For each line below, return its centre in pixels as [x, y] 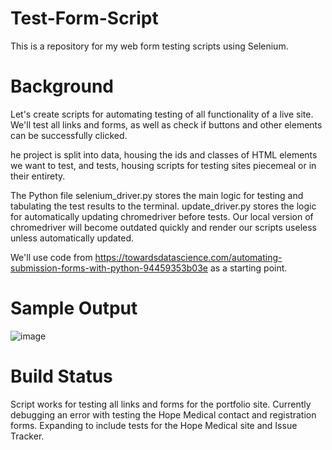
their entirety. [38, 176]
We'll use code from [51, 257]
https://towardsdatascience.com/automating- [188, 257]
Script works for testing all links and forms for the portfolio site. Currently [161, 404]
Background [62, 86]
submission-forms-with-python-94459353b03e [109, 268]
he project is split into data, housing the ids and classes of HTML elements [164, 154]
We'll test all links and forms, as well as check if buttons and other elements [166, 124]
